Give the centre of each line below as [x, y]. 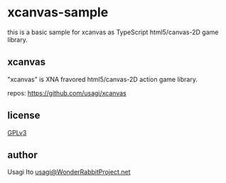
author [22, 155]
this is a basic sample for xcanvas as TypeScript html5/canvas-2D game [113, 32]
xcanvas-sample [58, 12]
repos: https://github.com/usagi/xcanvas [67, 93]
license [24, 116]
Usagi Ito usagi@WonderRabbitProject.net [69, 172]
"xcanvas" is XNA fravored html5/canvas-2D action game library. [102, 79]
